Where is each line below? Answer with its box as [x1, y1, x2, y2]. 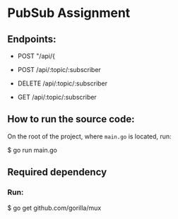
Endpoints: [7, 33, 57, 45]
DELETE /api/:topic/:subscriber [17, 79, 108, 88]
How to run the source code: [7, 113, 136, 125]
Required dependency [7, 166, 107, 178]
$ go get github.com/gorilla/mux [7, 203, 102, 212]
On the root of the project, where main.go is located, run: [7, 132, 172, 141]
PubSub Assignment [7, 5, 131, 21]
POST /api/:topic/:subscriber [17, 66, 101, 73]
